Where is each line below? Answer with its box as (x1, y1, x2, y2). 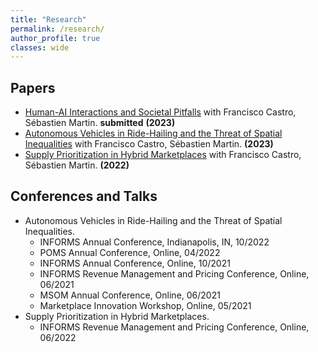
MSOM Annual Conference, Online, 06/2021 (39, 289, 221, 301)
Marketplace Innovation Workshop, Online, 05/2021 (39, 299, 252, 311)
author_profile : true (10, 33, 101, 43)
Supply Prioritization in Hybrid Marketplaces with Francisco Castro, (24, 149, 302, 161)
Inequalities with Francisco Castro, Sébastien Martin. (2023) (24, 138, 274, 150)
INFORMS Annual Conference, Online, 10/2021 (39, 257, 231, 269)
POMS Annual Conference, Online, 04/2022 (39, 246, 221, 258)
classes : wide (10, 42, 70, 53)
